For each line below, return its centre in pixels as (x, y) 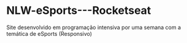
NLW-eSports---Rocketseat (79, 11)
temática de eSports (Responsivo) (49, 33)
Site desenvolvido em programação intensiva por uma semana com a (94, 27)
